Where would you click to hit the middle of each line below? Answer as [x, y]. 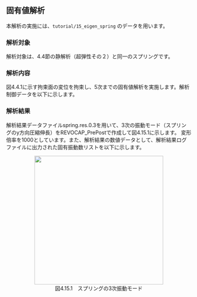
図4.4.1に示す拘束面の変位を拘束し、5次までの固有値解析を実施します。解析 [98, 87]
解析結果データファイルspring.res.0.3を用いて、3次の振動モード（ [86, 125]
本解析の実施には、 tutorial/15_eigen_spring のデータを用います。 [87, 26]
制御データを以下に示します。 [42, 94]
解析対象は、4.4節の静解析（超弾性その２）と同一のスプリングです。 [90, 56]
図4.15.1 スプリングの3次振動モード [99, 288]
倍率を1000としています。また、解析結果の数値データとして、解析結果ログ [96, 139]
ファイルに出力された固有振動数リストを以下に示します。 [76, 147]
